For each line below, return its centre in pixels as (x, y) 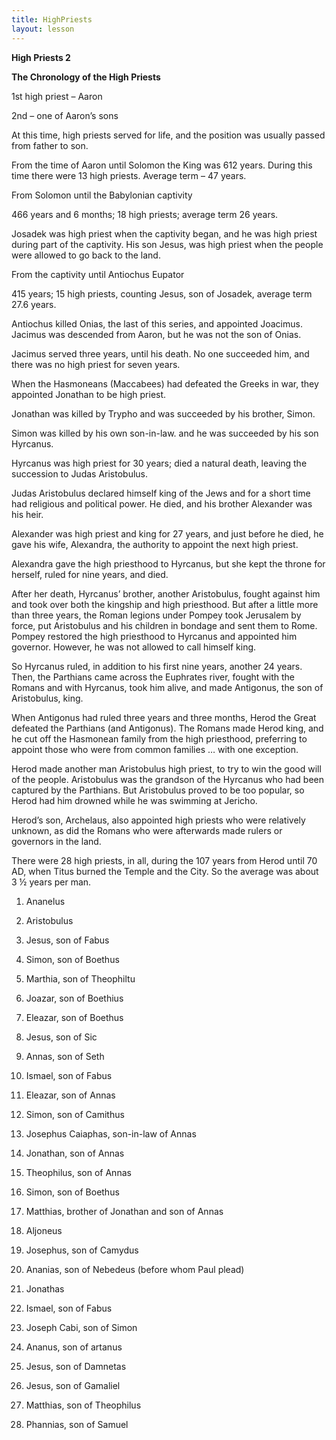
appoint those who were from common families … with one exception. (155, 749)
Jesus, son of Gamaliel (73, 1385)
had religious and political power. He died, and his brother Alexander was (162, 503)
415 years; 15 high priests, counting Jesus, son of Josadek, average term (162, 293)
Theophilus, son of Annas (78, 1172)
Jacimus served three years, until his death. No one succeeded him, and (160, 353)
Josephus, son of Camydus (82, 1250)
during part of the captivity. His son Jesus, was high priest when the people (167, 244)
